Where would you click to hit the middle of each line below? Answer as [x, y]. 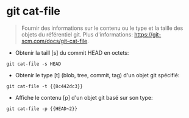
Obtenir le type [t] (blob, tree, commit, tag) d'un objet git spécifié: [97, 75]
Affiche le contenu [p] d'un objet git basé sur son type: [84, 97]
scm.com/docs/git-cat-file [54, 41]
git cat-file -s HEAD [34, 64]
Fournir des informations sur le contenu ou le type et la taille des [102, 28]
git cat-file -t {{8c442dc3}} [45, 86]
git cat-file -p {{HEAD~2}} [42, 109]
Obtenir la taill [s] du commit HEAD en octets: [72, 52]
